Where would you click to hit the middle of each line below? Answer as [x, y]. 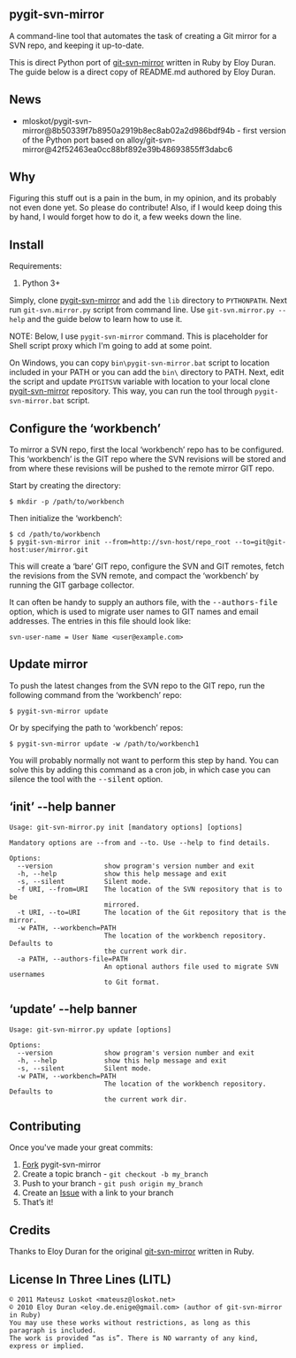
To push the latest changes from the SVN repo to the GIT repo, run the [137, 686]
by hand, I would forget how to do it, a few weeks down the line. [125, 217]
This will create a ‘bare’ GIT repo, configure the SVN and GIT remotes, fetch [147, 566]
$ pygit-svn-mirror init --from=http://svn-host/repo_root [120, 542]
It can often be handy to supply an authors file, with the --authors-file [144, 602]
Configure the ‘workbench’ [85, 428]
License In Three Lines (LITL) [91, 1279]
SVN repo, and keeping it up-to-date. [76, 45]
